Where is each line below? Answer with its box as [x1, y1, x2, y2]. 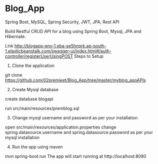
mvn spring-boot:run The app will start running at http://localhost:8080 [5, 153, 146, 159]
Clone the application [12, 63, 55, 68]
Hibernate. [5, 33, 26, 39]
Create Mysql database [12, 86, 59, 92]
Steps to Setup [74, 53, 104, 59]
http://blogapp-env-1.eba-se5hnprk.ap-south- [14, 43, 107, 49]
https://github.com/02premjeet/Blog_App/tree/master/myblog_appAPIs [5, 77, 146, 83]
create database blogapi [5, 96, 54, 102]
